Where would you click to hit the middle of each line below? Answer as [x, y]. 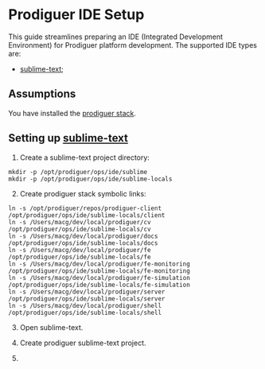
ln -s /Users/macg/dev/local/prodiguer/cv [80, 222]
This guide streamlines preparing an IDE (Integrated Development [116, 37]
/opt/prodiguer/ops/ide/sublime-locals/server [87, 299]
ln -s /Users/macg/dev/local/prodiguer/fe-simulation [99, 278]
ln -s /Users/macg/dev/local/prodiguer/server [87, 292]
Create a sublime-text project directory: [84, 157]
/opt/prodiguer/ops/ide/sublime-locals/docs [83, 243]
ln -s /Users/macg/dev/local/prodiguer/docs [83, 236]
